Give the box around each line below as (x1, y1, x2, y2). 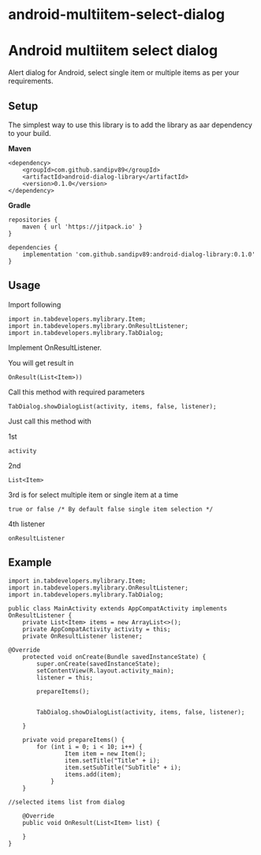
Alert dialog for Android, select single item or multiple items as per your (8, 68, 240, 77)
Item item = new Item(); (64, 749, 147, 758)
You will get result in (8, 358, 74, 367)
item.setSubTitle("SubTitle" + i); (64, 763, 181, 771)
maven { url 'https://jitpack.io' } (22, 223, 144, 231)
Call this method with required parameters (8, 387, 145, 397)
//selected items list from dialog (8, 798, 125, 806)
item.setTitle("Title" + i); (64, 756, 160, 764)
